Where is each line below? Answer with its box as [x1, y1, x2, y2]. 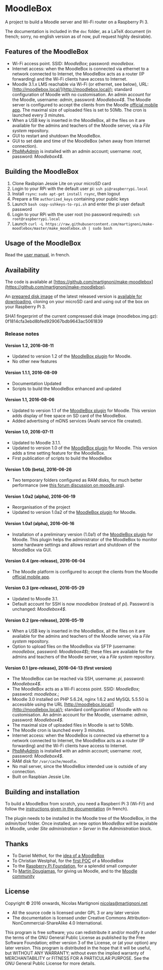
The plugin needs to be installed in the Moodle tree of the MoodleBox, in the [5, 816, 157, 821]
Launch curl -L [12, 221, 44, 226]
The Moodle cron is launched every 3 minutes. [12, 727, 105, 733]
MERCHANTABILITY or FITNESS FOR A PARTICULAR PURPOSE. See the [5, 955, 149, 961]
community [12, 873, 35, 879]
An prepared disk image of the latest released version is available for [5, 293, 142, 299]
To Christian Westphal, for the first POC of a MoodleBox [12, 858, 124, 864]
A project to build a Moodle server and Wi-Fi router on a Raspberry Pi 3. [5, 19, 149, 25]
